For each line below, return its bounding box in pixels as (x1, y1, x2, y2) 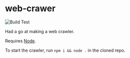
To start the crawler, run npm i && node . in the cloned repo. (5, 47, 126, 53)
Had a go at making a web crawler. (5, 28, 75, 34)
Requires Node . (5, 38, 36, 44)
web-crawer (5, 3, 56, 14)
